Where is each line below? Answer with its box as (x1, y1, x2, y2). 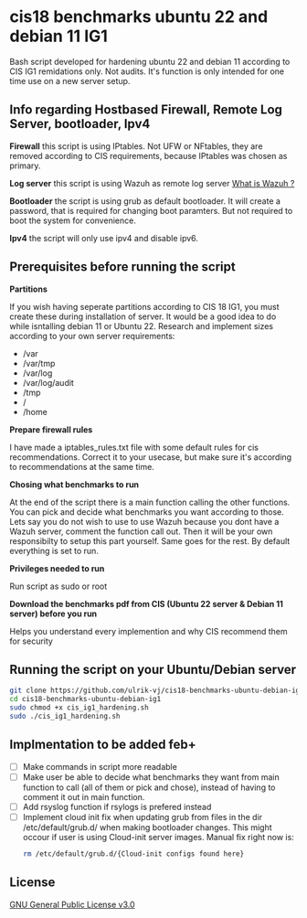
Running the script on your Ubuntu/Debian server (9, 661, 297, 678)
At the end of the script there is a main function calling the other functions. (9, 496, 291, 507)
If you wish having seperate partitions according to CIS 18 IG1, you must (9, 301, 281, 312)
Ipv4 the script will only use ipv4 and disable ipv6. (9, 232, 199, 243)
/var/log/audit (22, 377, 75, 388)
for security (9, 635, 53, 646)
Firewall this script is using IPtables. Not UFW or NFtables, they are (9, 140, 263, 152)
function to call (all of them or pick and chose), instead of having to (22, 782, 276, 793)
